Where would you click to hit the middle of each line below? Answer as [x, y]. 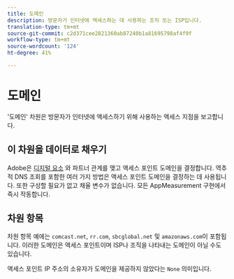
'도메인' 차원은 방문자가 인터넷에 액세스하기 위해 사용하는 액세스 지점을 [103, 116]
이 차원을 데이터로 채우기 [57, 150]
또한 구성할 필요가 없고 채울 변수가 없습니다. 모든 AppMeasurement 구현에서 [121, 185]
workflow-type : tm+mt [39, 40]
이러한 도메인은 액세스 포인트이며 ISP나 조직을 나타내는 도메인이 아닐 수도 [122, 245]
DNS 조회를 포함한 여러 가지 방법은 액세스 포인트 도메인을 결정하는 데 [108, 177]
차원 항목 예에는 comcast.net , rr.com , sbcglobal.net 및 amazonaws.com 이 [108, 236]
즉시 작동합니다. [29, 194]
